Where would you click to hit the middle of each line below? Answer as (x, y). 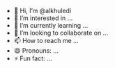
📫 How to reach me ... (46, 41)
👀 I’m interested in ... (43, 18)
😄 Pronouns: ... (36, 51)
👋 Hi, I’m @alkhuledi (43, 11)
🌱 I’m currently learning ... (51, 25)
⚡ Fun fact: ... (33, 58)
